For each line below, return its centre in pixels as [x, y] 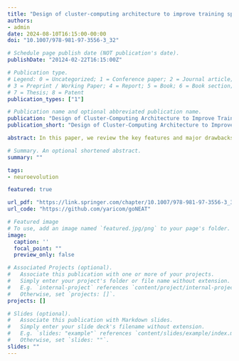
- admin [19, 27]
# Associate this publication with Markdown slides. [90, 320]
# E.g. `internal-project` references [68, 287]
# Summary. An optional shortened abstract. [74, 151]
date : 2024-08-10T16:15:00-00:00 [57, 34]
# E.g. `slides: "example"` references [70, 334]
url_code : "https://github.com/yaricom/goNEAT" [79, 209]
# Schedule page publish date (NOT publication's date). [94, 53]
